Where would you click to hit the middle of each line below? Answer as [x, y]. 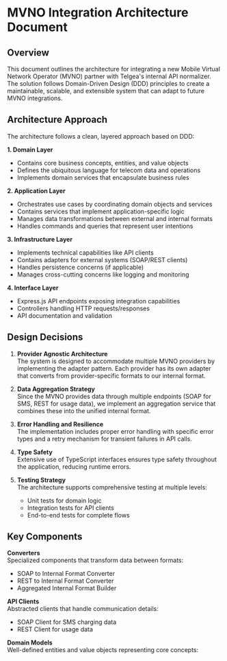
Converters [24, 553]
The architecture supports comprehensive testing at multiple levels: [112, 487]
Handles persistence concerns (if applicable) [80, 267]
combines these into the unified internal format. [84, 410]
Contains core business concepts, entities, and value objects [103, 163]
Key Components [45, 537]
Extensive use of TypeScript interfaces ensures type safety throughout [117, 459]
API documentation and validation [65, 315]
